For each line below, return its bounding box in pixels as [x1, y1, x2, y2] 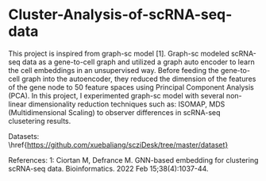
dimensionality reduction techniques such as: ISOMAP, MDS [28, 99, 226, 109]
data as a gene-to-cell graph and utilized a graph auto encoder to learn [22, 57, 256, 67]
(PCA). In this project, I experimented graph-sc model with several [8, 90, 225, 100]
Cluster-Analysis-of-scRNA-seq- [8, 6, 233, 24]
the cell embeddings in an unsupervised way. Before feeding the [8, 65, 219, 75]
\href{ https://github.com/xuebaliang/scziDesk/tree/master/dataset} [8, 140, 229, 149]
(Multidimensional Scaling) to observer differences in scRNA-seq [8, 107, 221, 117]
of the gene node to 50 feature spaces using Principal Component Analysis [8, 82, 254, 92]
